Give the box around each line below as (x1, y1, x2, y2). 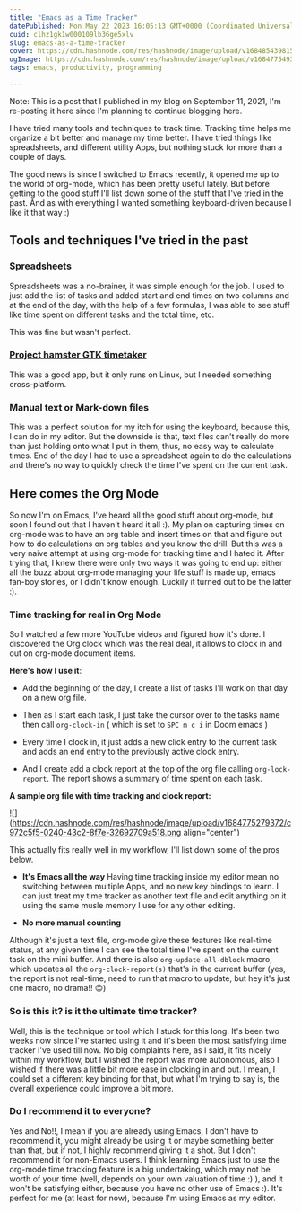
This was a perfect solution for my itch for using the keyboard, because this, (9, 421, 291, 432)
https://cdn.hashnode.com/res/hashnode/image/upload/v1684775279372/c (12, 818, 292, 828)
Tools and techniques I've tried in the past (9, 233, 249, 248)
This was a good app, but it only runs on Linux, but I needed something (9, 369, 271, 380)
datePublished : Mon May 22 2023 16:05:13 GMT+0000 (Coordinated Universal (9, 22, 295, 31)
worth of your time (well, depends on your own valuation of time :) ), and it (9, 1173, 284, 1184)
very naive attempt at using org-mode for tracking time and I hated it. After (9, 547, 285, 558)
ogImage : (9, 55, 42, 64)
